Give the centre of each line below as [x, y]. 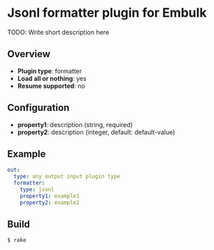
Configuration [38, 108]
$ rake [17, 240]
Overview [29, 54]
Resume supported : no [51, 86]
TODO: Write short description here [58, 32]
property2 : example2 [50, 203]
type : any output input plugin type [67, 177]
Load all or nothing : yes [52, 78]
